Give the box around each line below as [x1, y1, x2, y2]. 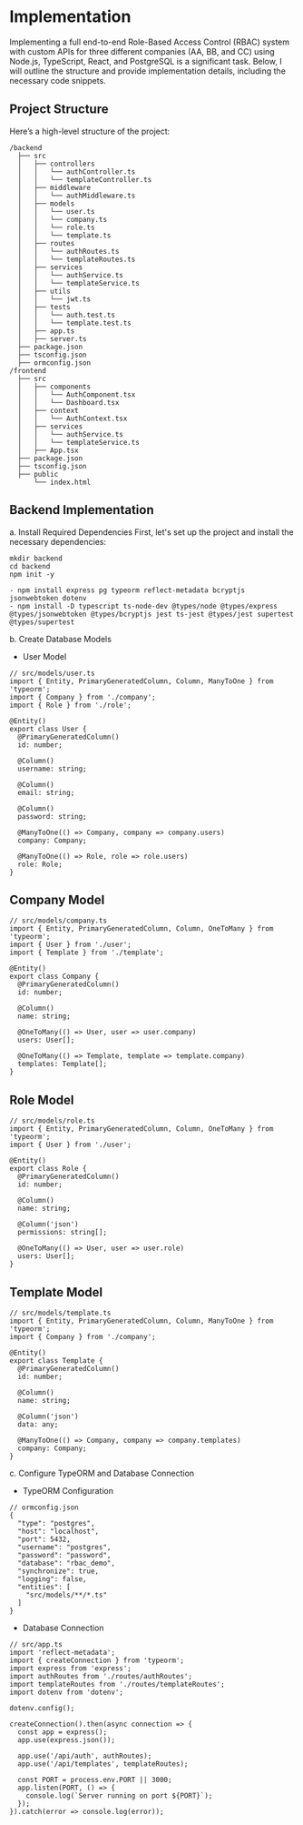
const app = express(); [17, 1728, 107, 1737]
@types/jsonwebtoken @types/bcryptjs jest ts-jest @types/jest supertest [9, 610, 295, 619]
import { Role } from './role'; [9, 701, 132, 710]
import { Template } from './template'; [9, 948, 165, 957]
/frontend [9, 366, 47, 375]
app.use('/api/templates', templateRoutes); [17, 1759, 189, 1769]
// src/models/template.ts [9, 1308, 112, 1317]
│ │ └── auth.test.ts [17, 310, 116, 319]
